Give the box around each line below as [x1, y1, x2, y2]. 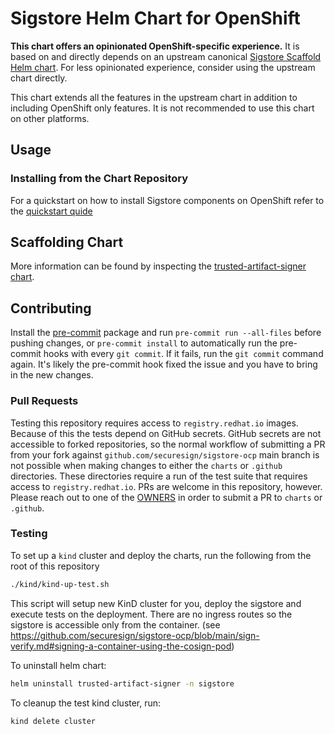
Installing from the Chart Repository [10, 172, 189, 186]
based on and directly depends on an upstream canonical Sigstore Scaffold [10, 50, 322, 62]
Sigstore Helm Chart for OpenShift [10, 7, 301, 30]
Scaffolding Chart [10, 234, 124, 251]
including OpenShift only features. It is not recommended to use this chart [10, 102, 315, 114]
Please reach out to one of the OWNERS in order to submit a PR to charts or [10, 491, 323, 503]
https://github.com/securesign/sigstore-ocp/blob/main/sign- [10, 629, 260, 641]
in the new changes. [10, 369, 94, 381]
